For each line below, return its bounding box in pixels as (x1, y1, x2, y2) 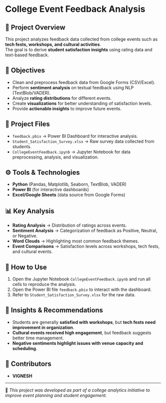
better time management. (12, 335, 64, 341)
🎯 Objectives (5, 66, 45, 75)
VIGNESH (12, 373, 33, 379)
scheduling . (12, 345, 38, 351)
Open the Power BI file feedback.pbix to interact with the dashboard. (12, 286, 152, 292)
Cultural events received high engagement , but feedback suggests (12, 329, 152, 335)
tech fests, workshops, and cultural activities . (5, 41, 101, 47)
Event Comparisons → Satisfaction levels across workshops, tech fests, (12, 243, 160, 249)
